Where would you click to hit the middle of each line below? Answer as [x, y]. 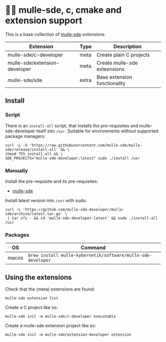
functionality [111, 83]
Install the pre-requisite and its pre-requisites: [52, 181]
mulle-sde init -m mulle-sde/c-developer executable [61, 317]
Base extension [114, 77]
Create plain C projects [123, 55]
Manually [17, 171]
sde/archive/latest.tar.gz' [34, 214]
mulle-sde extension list [32, 299]
